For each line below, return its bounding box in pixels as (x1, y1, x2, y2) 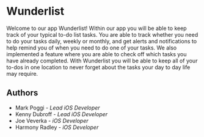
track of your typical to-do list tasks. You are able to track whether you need (6, 31, 199, 38)
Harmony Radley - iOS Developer (15, 124, 99, 131)
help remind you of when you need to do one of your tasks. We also (6, 44, 177, 51)
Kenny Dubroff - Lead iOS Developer (15, 110, 108, 117)
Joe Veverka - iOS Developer (15, 117, 89, 124)
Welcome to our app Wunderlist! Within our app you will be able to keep (6, 24, 188, 32)
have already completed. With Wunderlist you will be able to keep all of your (6, 57, 198, 64)
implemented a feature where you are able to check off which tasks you (6, 50, 187, 57)
